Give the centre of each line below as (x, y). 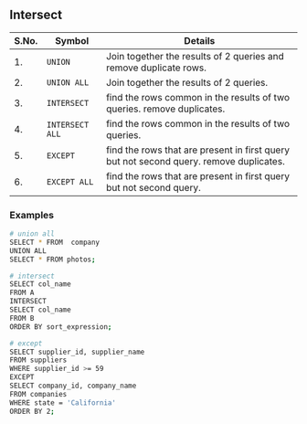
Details (200, 40)
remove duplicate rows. (157, 68)
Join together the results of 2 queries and (196, 56)
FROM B (22, 318)
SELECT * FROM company (55, 242)
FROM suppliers (38, 360)
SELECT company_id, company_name (73, 386)
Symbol (72, 40)
